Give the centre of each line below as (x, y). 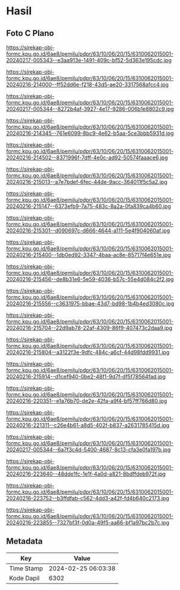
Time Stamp (26, 568)
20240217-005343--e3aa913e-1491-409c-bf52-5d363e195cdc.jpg (89, 60)
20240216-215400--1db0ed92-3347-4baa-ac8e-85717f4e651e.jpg (89, 255)
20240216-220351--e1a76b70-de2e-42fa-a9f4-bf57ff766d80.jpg (87, 401)
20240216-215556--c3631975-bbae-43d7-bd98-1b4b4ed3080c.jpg (90, 303)
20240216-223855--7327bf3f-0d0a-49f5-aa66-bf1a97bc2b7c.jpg (88, 523)
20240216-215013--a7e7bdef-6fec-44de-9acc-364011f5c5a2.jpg (87, 182)
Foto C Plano (30, 33)
